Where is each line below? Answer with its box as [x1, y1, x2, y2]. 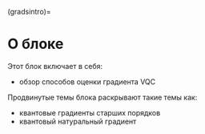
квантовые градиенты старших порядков [18, 108, 161, 117]
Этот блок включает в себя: [7, 61, 103, 71]
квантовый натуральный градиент [18, 116, 137, 126]
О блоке [7, 35, 64, 53]
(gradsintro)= [7, 7, 51, 16]
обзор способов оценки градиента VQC [18, 76, 156, 87]
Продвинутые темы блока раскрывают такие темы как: [7, 92, 198, 102]
